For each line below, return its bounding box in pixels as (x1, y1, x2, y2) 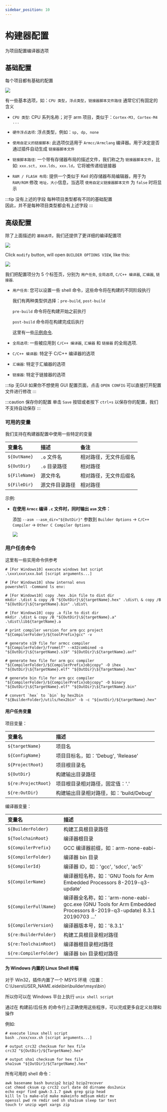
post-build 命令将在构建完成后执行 (12, 319, 84, 325)
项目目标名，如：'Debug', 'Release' (56, 752, 139, 759)
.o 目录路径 (40, 463, 67, 470)
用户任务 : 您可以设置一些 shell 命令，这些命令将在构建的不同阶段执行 (12, 287, 151, 293)
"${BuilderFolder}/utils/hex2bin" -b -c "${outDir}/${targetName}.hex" (5, 697, 157, 702)
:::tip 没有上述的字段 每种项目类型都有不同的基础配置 (5, 196, 113, 202)
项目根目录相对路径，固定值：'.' (56, 780, 130, 787)
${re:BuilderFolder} (7, 932, 56, 937)
